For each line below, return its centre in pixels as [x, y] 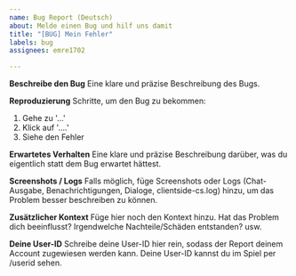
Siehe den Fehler [53, 137]
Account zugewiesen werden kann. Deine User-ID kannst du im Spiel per [143, 254]
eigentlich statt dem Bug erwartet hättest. [85, 164]
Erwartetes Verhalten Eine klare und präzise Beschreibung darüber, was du [148, 154]
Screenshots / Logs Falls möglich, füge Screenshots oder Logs [125, 181]
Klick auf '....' [45, 128]
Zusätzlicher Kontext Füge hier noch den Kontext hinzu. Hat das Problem [144, 217]
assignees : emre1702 [48, 51]
